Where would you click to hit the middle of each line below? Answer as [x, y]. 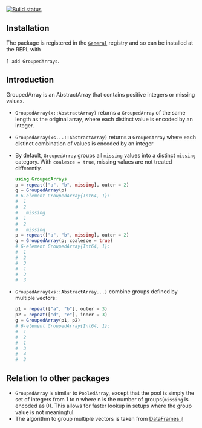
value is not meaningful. [45, 412]
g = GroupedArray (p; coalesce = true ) [64, 241]
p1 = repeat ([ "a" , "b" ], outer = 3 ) [61, 309]
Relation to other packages [58, 378]
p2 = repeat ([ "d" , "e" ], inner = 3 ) [61, 315]
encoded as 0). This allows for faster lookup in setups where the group [103, 406]
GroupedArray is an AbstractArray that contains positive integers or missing [101, 94]
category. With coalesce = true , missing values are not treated [93, 161]
